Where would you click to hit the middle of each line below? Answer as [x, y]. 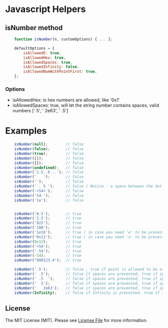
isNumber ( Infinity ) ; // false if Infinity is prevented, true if [87, 293]
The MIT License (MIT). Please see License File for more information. [76, 320]
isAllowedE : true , [42, 53]
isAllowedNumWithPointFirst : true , [60, 72]
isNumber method [34, 28]
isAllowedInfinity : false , [51, 67]
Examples [26, 131]
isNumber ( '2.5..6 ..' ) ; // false [49, 172]
